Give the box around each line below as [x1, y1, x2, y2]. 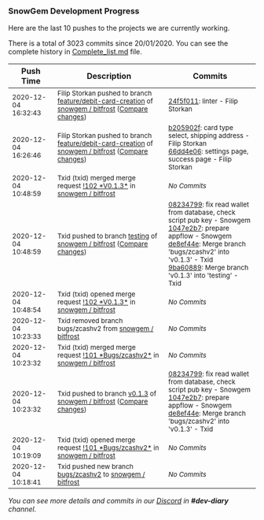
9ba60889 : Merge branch [168, 263, 249, 273]
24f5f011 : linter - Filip [168, 97, 238, 106]
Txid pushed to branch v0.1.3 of [57, 389, 157, 399]
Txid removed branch [57, 317, 123, 325]
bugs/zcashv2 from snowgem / [57, 325, 154, 333]
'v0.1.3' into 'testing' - [168, 271, 238, 280]
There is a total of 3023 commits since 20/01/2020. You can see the [8, 39, 229, 48]
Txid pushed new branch [57, 462, 134, 471]
